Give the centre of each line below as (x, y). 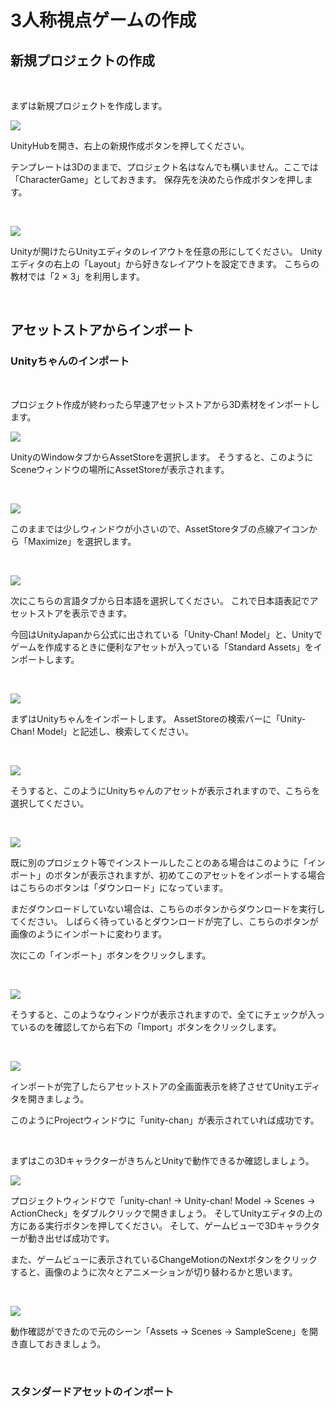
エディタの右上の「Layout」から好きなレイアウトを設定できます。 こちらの (165, 264)
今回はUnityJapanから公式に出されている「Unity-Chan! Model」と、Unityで (166, 634)
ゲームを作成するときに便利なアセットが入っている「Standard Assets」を (162, 647)
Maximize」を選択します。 (82, 541)
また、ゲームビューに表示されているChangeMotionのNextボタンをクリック (164, 1259)
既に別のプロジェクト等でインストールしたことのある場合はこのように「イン (168, 862)
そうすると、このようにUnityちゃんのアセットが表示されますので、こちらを (165, 790)
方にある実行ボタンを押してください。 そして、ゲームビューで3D (143, 1225)
